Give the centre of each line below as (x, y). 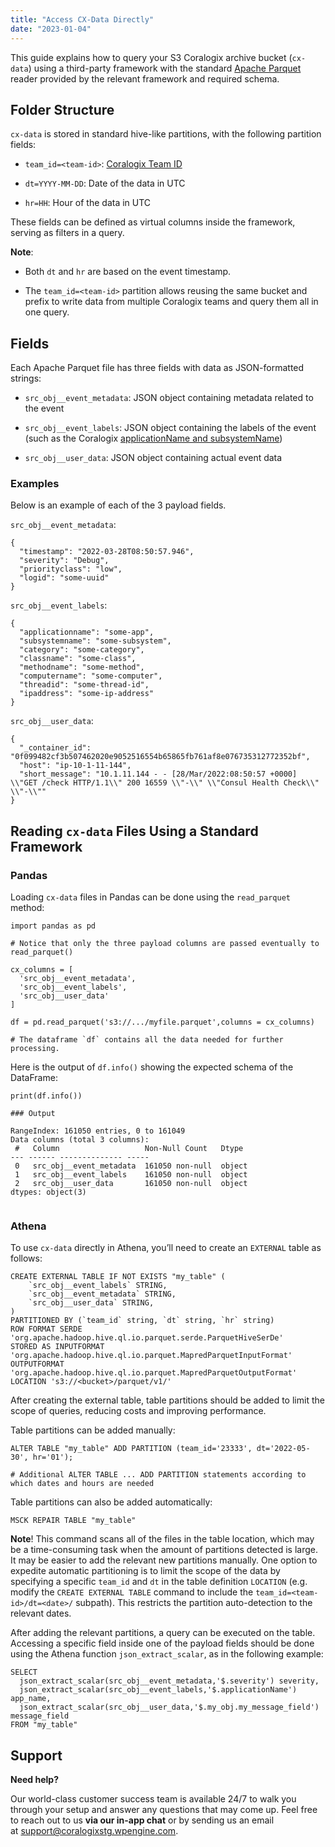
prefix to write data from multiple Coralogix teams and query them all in (171, 302)
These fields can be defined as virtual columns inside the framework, (153, 222)
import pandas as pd (53, 926)
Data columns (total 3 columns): (80, 1140)
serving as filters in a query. (67, 233)
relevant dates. (41, 1613)
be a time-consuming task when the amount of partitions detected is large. (164, 1550)
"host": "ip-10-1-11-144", (75, 766)
